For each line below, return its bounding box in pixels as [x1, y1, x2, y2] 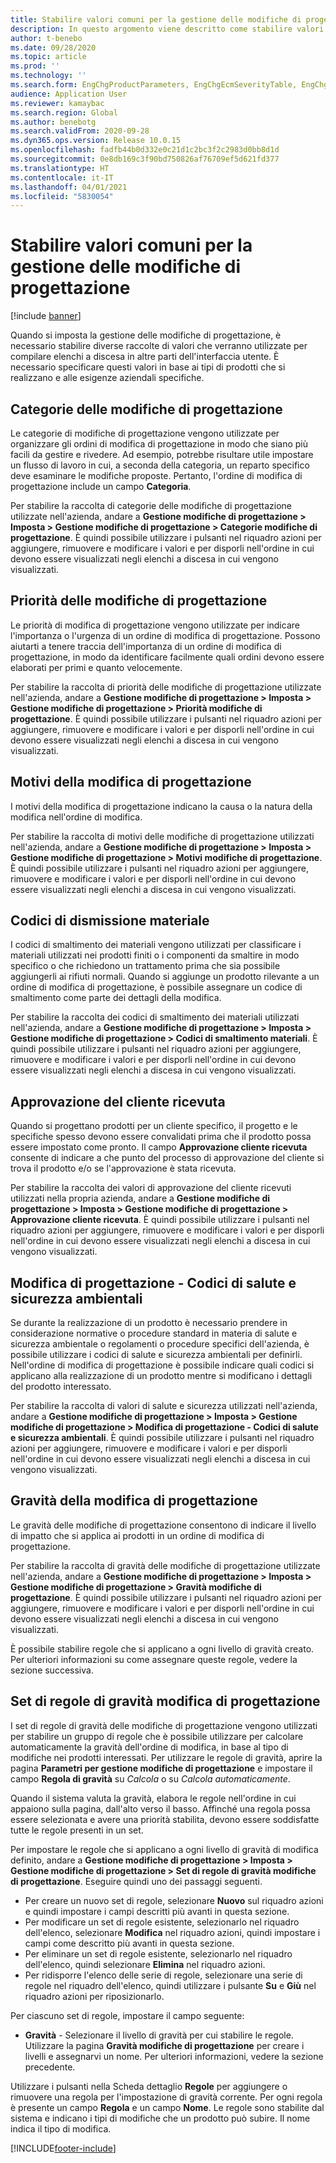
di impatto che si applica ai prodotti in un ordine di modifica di [10, 1529, 265, 1541]
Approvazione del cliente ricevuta [10, 1093, 226, 1110]
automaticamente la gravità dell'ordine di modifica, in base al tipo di [10, 1741, 289, 1753]
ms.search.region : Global [10, 107, 118, 118]
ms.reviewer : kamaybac [10, 98, 105, 108]
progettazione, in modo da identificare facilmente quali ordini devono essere [10, 651, 325, 663]
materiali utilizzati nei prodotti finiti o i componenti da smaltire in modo [10, 949, 300, 961]
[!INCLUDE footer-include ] [10, 2142, 117, 2154]
